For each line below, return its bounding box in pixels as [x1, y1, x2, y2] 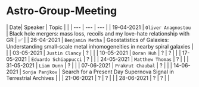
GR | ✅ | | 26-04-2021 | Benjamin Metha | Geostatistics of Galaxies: [6, 36, 169, 43]
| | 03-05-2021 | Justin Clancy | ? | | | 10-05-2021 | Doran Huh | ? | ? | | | [6, 49, 181, 56]
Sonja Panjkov [23, 69, 58, 75]
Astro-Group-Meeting [6, 4, 117, 18]
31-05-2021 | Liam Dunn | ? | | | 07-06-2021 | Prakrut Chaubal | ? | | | [6, 62, 173, 69]
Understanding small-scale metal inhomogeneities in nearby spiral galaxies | [6, 43, 194, 50]
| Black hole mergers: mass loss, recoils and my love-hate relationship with [6, 30, 189, 37]
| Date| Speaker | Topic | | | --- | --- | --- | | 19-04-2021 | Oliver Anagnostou [6, 24, 191, 31]
